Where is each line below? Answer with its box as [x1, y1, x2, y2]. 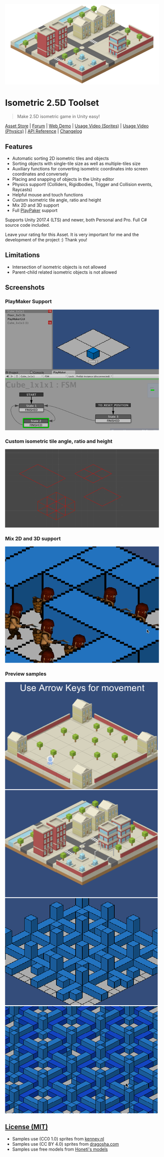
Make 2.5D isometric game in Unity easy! [17, 114, 100, 119]
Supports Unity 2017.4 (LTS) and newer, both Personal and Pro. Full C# [5, 217, 147, 223]
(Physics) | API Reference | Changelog [5, 128, 82, 134]
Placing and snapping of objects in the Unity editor [12, 176, 115, 182]
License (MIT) [5, 1123, 48, 1131]
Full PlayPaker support [12, 208, 58, 213]
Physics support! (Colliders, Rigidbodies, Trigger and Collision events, [12, 182, 153, 188]
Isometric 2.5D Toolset [5, 97, 99, 109]
